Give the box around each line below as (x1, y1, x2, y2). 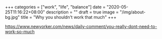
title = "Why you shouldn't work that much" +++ (21, 14, 117, 20)
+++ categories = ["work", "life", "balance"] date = (5, 4, 106, 10)
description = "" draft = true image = (45, 9, 119, 15)
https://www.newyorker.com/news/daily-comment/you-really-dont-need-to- (5, 24, 157, 29)
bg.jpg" (5, 14, 20, 20)
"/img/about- (119, 9, 146, 15)
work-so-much (5, 29, 35, 34)
